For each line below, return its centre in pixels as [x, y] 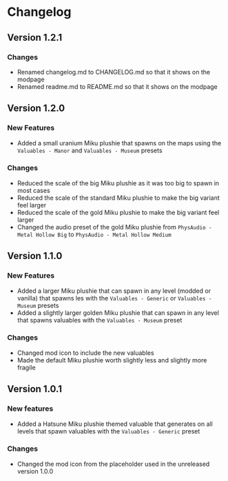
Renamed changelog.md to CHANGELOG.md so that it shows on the [114, 72]
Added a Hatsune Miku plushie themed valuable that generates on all [115, 424]
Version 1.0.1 [35, 389]
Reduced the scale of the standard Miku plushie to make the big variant [118, 198]
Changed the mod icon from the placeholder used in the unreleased [113, 464]
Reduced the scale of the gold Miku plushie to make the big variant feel [118, 212]
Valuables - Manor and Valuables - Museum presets [90, 150]
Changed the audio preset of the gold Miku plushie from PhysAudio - [114, 227]
